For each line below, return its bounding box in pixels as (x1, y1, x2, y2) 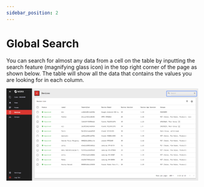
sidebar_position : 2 (6, 10, 59, 16)
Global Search (6, 36, 79, 50)
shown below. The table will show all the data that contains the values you (6, 70, 192, 77)
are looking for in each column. (6, 76, 85, 83)
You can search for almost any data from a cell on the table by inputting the (6, 56, 195, 64)
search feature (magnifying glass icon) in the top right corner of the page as (6, 63, 197, 70)
